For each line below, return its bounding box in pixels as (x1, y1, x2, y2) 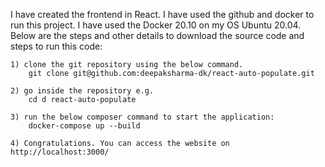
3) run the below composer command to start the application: (10, 112, 275, 122)
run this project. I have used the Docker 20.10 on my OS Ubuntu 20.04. (10, 19, 302, 31)
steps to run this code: (10, 40, 103, 52)
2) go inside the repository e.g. (10, 86, 155, 96)
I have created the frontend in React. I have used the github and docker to (10, 9, 315, 20)
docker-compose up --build (28, 121, 141, 131)
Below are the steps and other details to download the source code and (10, 30, 305, 41)
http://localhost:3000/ (10, 147, 110, 157)
